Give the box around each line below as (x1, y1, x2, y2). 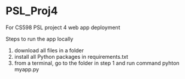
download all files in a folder (14, 46, 84, 54)
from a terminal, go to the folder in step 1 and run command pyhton (14, 59, 180, 67)
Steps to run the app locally (5, 35, 74, 42)
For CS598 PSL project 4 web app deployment (5, 24, 120, 31)
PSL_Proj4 (5, 4, 58, 18)
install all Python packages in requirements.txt (14, 53, 129, 60)
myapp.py (14, 65, 40, 72)
